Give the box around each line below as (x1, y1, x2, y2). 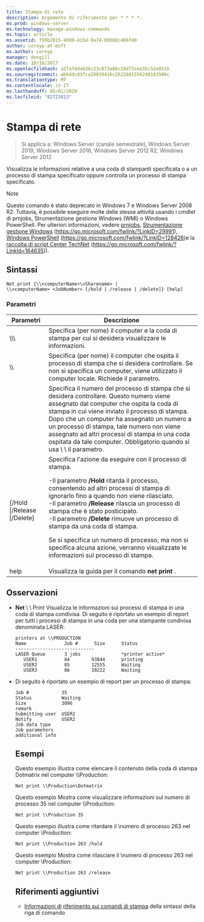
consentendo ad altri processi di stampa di (48, 484, 170, 492)
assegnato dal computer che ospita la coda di (48, 399, 178, 408)
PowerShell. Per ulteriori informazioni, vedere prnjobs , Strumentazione (6, 221, 183, 229)
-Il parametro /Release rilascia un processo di (48, 499, 180, 508)
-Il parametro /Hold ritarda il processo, (48, 476, 160, 484)
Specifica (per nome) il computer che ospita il (48, 351, 179, 360)
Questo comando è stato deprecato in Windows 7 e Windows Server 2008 (6, 202, 192, 209)
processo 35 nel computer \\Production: (15, 800, 115, 807)
